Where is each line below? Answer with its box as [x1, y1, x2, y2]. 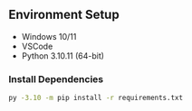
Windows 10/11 [21, 31, 77, 42]
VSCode [21, 41, 53, 51]
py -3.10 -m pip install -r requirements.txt [8, 94, 183, 103]
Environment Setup [8, 7, 120, 23]
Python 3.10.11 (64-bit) [21, 50, 105, 61]
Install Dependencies [8, 72, 104, 85]
